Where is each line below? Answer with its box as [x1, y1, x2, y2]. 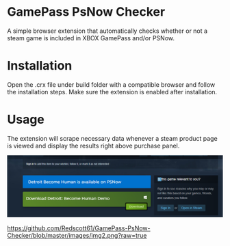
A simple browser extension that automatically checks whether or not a [7, 27, 207, 35]
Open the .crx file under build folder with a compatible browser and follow [7, 80, 216, 89]
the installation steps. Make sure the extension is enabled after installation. [7, 87, 218, 96]
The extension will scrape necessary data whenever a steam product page [7, 134, 218, 142]
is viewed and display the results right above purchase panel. [7, 141, 180, 150]
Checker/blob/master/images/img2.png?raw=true [7, 232, 147, 239]
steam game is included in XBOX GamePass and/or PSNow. [7, 33, 175, 42]
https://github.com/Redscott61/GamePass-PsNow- [7, 224, 151, 232]
